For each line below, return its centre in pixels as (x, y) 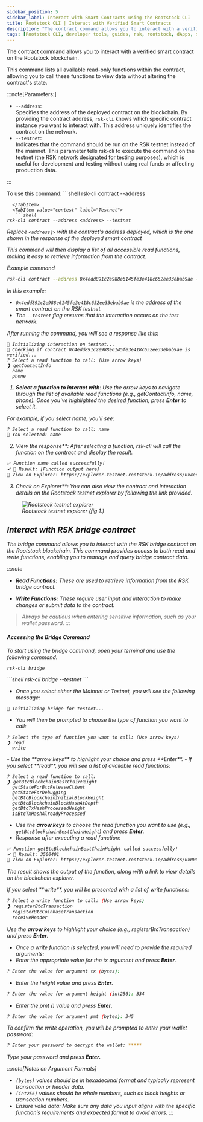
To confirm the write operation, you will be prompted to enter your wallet (97, 1028)
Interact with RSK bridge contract (71, 530)
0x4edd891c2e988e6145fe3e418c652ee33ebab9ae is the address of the (99, 302)
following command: (32, 657)
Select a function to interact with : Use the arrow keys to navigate (98, 387)
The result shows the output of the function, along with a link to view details (101, 872)
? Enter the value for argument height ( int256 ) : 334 (76, 994)
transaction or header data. (50, 1087)
